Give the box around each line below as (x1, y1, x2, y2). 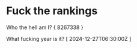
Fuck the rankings (6, 4, 98, 18)
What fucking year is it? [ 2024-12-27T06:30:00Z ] (6, 35, 132, 42)
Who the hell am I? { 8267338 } (6, 24, 84, 31)
